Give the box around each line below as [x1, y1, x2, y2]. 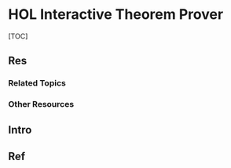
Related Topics [8, 78, 67, 89]
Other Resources [8, 99, 75, 110]
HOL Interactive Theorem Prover [8, 5, 224, 24]
